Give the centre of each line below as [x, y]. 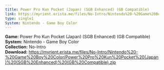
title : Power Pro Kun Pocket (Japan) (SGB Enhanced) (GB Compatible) [77, 9]
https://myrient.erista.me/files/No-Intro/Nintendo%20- [83, 52]
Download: [16, 52]
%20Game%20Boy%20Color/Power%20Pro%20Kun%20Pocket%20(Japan [82, 57]
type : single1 [20, 18]
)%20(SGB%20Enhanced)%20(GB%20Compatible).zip [61, 62]
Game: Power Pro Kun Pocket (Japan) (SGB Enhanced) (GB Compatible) [78, 37]
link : [10, 14]
